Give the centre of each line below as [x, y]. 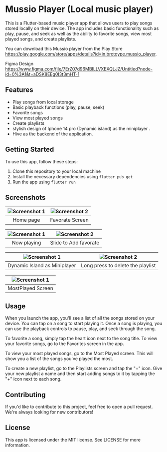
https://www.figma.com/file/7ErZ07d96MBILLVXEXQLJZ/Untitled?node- [79, 69]
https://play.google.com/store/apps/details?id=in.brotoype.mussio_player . [81, 54]
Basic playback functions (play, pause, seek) [58, 107]
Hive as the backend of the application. [53, 134]
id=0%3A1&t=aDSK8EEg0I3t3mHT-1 [42, 74]
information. [18, 445]
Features [19, 90]
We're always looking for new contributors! [49, 412]
